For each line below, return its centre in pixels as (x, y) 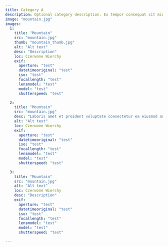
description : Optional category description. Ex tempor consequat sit (80, 14)
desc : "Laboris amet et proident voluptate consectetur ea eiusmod (86, 116)
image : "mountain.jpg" (29, 19)
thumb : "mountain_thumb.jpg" (44, 42)
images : (13, 24)
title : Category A (24, 10)
